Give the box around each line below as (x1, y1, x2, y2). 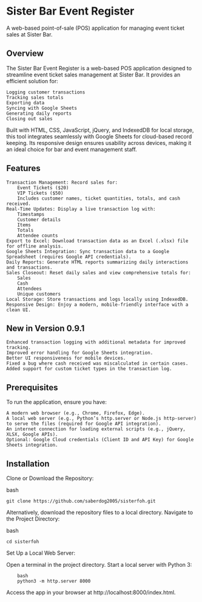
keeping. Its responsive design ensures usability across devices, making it (6, 139, 192, 146)
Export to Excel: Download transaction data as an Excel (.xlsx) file (6, 238, 189, 244)
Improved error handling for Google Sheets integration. (6, 350, 153, 356)
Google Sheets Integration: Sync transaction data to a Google (6, 248, 170, 254)
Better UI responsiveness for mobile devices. (6, 355, 126, 362)
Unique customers (17, 291, 61, 297)
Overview (6, 49, 44, 59)
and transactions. (6, 264, 53, 271)
